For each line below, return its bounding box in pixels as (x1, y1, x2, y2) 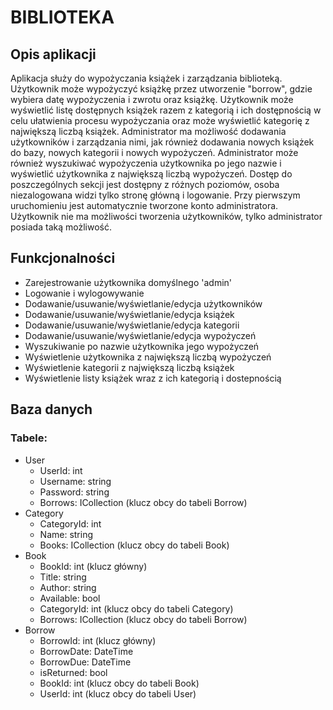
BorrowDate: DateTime (39, 645, 134, 657)
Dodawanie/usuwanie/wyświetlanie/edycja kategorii (24, 319, 240, 331)
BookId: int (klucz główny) (39, 560, 148, 572)
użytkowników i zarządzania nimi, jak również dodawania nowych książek (10, 136, 315, 148)
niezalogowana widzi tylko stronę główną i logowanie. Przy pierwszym (10, 189, 301, 201)
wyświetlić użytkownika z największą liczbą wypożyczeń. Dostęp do (10, 168, 293, 180)
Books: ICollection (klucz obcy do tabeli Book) (39, 539, 230, 551)
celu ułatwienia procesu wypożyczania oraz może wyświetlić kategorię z (10, 115, 310, 126)
